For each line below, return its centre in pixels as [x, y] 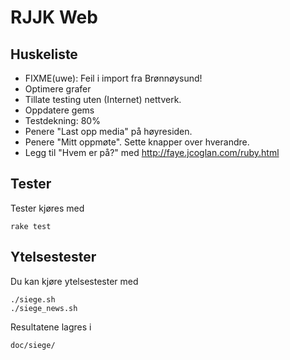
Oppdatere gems [59, 110]
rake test [31, 226]
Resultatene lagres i [51, 327]
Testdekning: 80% [62, 120]
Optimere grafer [58, 89]
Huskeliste [44, 54]
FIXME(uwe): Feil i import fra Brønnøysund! [113, 78]
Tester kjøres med [47, 208]
